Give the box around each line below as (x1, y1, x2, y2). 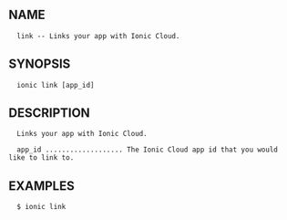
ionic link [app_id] (16, 80, 95, 89)
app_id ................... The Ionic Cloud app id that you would (16, 145, 279, 154)
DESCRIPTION (8, 105, 90, 121)
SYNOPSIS (8, 57, 71, 72)
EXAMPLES (8, 178, 75, 194)
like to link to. (8, 153, 75, 162)
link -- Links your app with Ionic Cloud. (16, 31, 180, 40)
